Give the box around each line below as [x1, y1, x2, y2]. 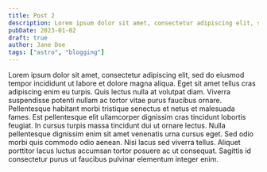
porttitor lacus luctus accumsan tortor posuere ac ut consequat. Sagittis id [8, 146, 252, 155]
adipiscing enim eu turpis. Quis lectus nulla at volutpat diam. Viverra [8, 87, 231, 96]
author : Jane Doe [8, 41, 66, 49]
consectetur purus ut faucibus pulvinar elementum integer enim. [8, 155, 219, 163]
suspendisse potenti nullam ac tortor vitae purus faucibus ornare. [8, 96, 222, 105]
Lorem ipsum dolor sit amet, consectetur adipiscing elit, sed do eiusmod [8, 71, 245, 79]
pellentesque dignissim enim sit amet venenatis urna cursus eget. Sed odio [8, 129, 254, 139]
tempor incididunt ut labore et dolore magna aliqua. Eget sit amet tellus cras [8, 78, 256, 88]
